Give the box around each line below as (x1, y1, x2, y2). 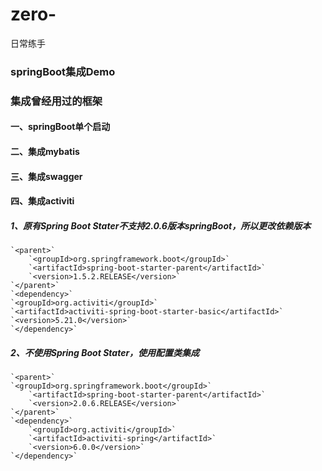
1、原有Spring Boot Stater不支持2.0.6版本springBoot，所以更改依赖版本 (10, 219, 312, 232)
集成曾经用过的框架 (10, 94, 103, 108)
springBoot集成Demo (10, 64, 116, 78)
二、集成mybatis (10, 145, 80, 157)
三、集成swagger (10, 170, 83, 182)
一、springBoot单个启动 (10, 121, 111, 133)
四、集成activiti (10, 195, 75, 207)
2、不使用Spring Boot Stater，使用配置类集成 (10, 346, 200, 358)
